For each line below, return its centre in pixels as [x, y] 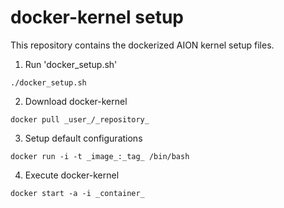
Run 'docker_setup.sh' [71, 64]
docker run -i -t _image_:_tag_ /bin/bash [100, 156]
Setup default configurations [83, 138]
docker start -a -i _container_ [77, 193]
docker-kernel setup [97, 17]
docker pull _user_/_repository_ [80, 119]
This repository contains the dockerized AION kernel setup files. [142, 45]
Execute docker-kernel [72, 175]
